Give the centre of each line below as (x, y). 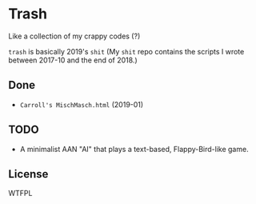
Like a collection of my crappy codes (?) (74, 36)
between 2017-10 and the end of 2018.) (73, 60)
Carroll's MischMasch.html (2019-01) (82, 104)
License (28, 174)
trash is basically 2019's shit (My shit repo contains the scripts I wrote (126, 51)
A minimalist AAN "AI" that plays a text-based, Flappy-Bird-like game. (134, 149)
